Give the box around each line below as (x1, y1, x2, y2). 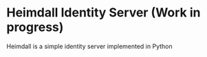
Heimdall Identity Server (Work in (6, 5, 201, 21)
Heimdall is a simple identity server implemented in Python (6, 42, 173, 50)
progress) (6, 19, 64, 35)
